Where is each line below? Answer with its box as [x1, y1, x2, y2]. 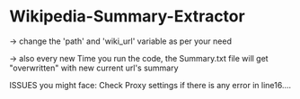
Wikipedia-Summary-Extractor [9, 6, 245, 27]
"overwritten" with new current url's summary [9, 62, 179, 73]
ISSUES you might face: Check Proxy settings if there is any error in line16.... [9, 79, 292, 90]
